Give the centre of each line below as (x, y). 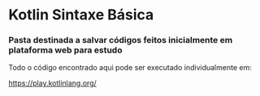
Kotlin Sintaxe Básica (81, 15)
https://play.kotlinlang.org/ (53, 83)
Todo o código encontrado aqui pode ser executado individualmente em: (130, 68)
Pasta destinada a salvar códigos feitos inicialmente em (121, 40)
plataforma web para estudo (65, 50)
